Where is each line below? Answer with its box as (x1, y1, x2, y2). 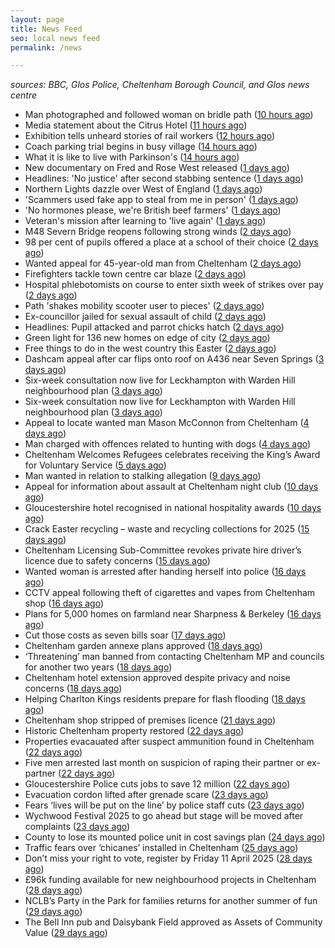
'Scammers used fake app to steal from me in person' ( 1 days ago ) (24, 194, 299, 206)
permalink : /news (10, 42, 83, 53)
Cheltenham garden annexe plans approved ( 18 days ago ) (24, 640, 263, 652)
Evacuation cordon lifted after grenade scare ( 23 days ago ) (24, 789, 269, 801)
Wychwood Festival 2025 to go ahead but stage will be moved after (24, 810, 304, 822)
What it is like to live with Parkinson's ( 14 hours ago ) (24, 151, 240, 163)
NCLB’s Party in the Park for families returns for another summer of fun (24, 895, 318, 907)
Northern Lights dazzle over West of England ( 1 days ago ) (24, 183, 263, 195)
